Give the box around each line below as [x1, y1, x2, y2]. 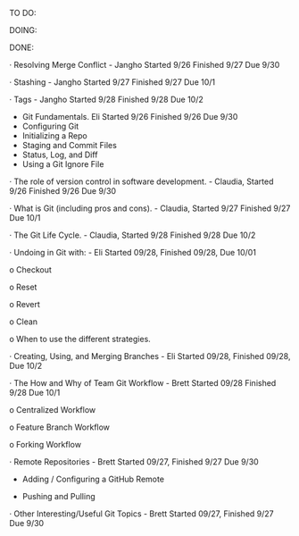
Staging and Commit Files [21, 140, 118, 150]
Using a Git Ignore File [21, 159, 104, 169]
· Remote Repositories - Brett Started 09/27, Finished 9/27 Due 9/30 [9, 456, 259, 467]
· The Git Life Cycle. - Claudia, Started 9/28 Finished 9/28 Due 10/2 [9, 230, 256, 240]
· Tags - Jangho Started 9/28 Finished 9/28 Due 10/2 [9, 94, 203, 105]
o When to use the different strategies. [9, 334, 152, 344]
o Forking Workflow [9, 440, 82, 449]
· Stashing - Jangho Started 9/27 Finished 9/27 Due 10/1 [9, 77, 216, 88]
